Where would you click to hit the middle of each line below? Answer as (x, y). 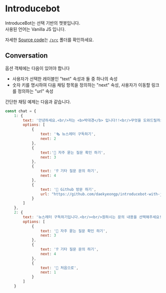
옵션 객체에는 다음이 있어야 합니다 (38, 68)
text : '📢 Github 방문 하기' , (68, 189)
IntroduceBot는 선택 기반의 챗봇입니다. (43, 23)
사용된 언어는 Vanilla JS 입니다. (35, 29)
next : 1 (48, 272)
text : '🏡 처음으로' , (60, 268)
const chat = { (21, 111)
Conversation (26, 56)
